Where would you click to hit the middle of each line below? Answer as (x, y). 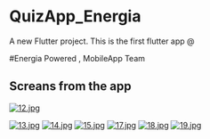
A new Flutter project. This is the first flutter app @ (102, 41)
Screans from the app (70, 86)
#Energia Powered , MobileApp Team (77, 58)
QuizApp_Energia (75, 16)
